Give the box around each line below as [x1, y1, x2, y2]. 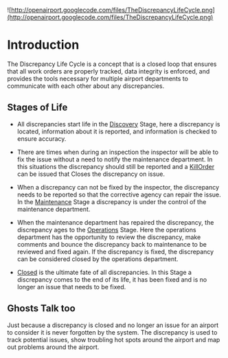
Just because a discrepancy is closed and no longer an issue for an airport [7, 321, 219, 329]
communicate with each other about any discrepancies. [7, 82, 165, 90]
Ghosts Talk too [7, 302, 76, 315]
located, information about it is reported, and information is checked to [16, 127, 218, 135]
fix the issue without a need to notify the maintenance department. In [16, 155, 213, 164]
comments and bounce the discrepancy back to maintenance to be [16, 240, 207, 248]
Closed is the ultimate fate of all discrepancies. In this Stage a [16, 268, 192, 276]
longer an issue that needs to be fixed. [16, 282, 126, 291]
